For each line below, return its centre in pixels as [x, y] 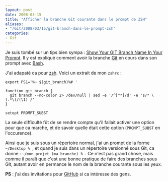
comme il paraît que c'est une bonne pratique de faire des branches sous [81, 159]
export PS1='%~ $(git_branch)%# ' [41, 82]
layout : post [19, 10]
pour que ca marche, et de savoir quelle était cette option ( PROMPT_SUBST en [83, 128]
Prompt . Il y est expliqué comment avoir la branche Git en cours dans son [81, 57]
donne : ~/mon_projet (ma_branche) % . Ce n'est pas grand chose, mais [79, 153]
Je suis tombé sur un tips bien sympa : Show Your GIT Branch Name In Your [84, 52]
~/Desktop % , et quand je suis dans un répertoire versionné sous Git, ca [80, 148]
